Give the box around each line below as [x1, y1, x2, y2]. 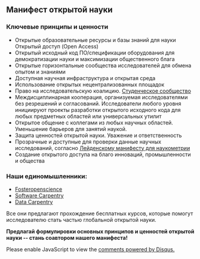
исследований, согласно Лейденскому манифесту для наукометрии [14, 144, 190, 151]
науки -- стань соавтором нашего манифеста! [6, 234, 128, 241]
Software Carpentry [14, 191, 64, 199]
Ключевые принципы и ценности [6, 23, 109, 31]
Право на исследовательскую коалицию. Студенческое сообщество [14, 87, 191, 95]
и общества [14, 157, 45, 164]
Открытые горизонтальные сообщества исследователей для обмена [14, 62, 192, 69]
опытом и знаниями [14, 68, 66, 75]
